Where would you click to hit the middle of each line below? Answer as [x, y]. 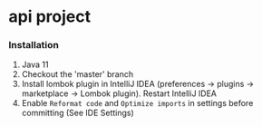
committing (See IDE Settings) [78, 113]
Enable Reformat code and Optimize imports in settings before [137, 103]
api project [50, 17]
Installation [34, 45]
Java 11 [35, 64]
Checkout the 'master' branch [77, 74]
